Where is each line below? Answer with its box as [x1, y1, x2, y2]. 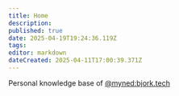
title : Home [8, 11, 48, 20]
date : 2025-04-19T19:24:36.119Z [8, 34, 117, 42]
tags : [8, 42, 27, 50]
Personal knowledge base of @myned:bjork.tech [8, 78, 171, 88]
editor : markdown [8, 49, 67, 57]
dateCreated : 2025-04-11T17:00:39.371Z [8, 57, 143, 65]
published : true [8, 26, 63, 34]
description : [8, 19, 52, 27]
